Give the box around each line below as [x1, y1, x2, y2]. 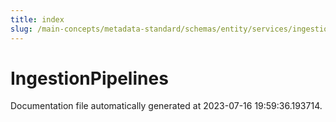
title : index [10, 14, 65, 25]
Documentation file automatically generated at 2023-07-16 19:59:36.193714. [10, 100, 323, 112]
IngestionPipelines [10, 67, 169, 90]
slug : [10, 24, 33, 34]
